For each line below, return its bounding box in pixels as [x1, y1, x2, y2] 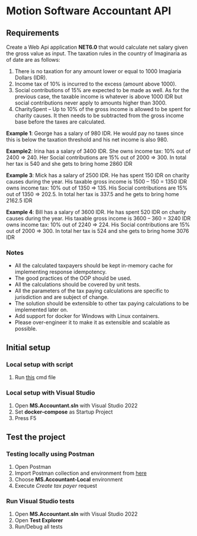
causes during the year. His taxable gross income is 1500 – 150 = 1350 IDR [6, 178, 188, 185]
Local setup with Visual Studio [6, 388, 96, 396]
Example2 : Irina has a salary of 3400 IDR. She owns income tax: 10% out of [6, 147, 191, 155]
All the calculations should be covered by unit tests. [14, 281, 141, 288]
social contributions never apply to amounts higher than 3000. [14, 99, 167, 106]
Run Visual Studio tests [6, 497, 75, 505]
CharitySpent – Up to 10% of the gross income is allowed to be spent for [14, 106, 191, 112]
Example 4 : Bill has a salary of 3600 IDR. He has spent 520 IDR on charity [6, 209, 186, 215]
